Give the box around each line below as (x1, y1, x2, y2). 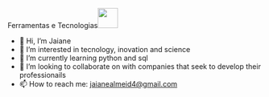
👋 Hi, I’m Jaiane (19, 36, 72, 46)
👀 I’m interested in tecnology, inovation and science (19, 45, 191, 54)
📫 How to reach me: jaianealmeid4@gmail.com (19, 79, 178, 88)
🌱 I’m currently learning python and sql (19, 53, 148, 63)
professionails (19, 71, 66, 79)
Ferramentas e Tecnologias (7, 21, 98, 30)
